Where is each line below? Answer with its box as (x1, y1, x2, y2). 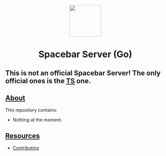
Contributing (12, 145, 39, 151)
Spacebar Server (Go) (38, 48, 132, 60)
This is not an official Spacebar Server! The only (5, 69, 161, 77)
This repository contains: (5, 107, 57, 113)
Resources (5, 131, 40, 140)
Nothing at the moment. (12, 117, 62, 123)
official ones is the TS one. (5, 76, 91, 85)
